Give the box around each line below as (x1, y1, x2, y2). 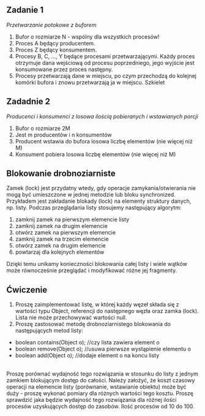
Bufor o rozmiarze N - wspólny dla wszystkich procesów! (15, 33, 160, 40)
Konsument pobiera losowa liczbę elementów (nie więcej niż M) (15, 150, 176, 158)
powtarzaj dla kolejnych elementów (15, 248, 105, 256)
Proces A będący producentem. (15, 39, 96, 47)
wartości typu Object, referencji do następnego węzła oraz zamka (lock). (15, 308, 199, 315)
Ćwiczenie (6, 284, 48, 295)
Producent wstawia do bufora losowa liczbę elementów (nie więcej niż (15, 137, 193, 145)
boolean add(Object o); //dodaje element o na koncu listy (15, 352, 160, 359)
